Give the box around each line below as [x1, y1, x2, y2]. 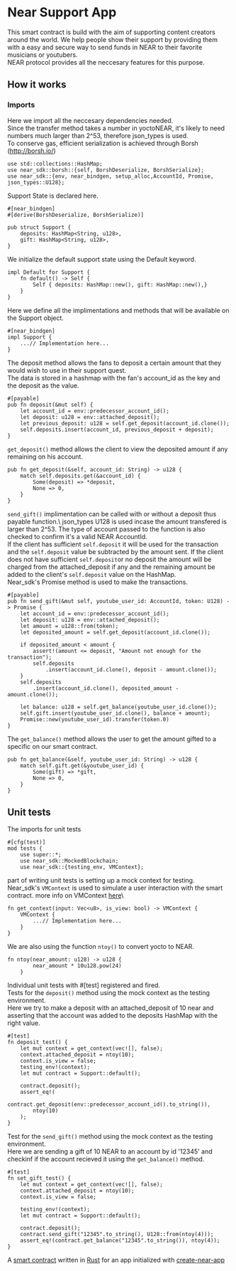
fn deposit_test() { [7, 1039, 69, 1046]
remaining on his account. [7, 452, 84, 461]
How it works [7, 79, 67, 91]
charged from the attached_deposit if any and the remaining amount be [7, 563, 215, 571]
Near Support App [7, 4, 117, 21]
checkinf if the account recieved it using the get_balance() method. [7, 1155, 205, 1164]
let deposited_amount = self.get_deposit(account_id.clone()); [20, 629, 211, 636]
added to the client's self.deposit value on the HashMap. [7, 570, 176, 578]
